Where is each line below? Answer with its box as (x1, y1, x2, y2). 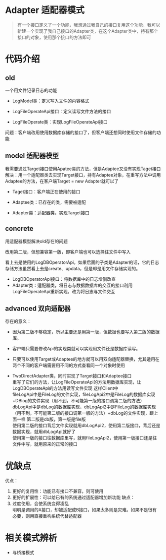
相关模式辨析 (5, 532, 58, 544)
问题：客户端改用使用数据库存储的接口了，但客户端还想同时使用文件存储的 (5, 129, 157, 135)
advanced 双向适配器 (5, 304, 71, 312)
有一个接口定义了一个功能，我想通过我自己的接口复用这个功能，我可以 (17, 22, 161, 28)
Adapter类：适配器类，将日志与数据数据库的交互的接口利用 (12, 282, 133, 288)
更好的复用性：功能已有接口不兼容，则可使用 (12, 488, 104, 494)
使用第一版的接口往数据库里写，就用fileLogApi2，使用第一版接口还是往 (12, 435, 157, 441)
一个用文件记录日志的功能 (5, 87, 57, 93)
